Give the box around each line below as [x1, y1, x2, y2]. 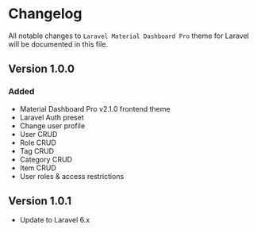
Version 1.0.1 [8, 195, 72, 208]
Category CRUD [19, 154, 73, 164]
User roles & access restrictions [19, 171, 125, 181]
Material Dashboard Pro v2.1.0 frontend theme [19, 104, 171, 113]
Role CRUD [19, 138, 57, 147]
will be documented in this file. [8, 39, 109, 48]
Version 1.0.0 [8, 63, 75, 76]
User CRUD [19, 129, 58, 139]
